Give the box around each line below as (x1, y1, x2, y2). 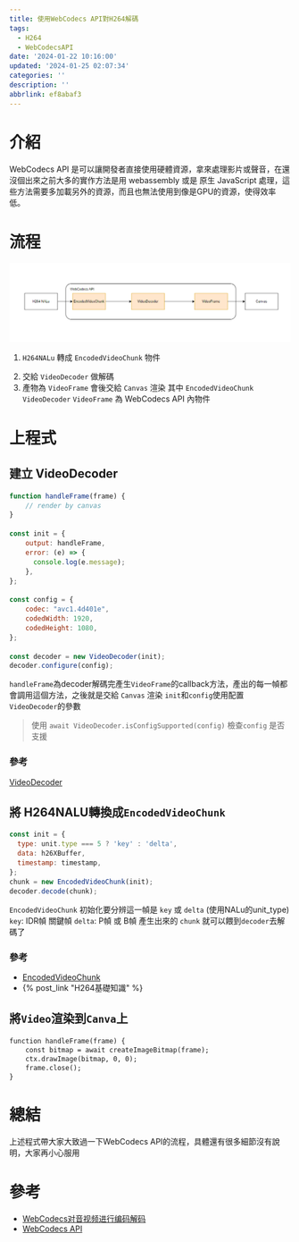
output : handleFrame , (25, 539, 105, 548)
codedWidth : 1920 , (25, 614, 94, 623)
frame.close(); (25, 1063, 82, 1072)
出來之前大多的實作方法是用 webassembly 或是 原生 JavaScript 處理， (24, 174, 283, 185)
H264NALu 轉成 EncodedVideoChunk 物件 (21, 351, 161, 362)
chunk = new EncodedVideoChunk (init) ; (9, 877, 154, 886)
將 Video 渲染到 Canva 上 (9, 1011, 129, 1027)
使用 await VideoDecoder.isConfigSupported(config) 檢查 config (30, 720, 268, 731)
